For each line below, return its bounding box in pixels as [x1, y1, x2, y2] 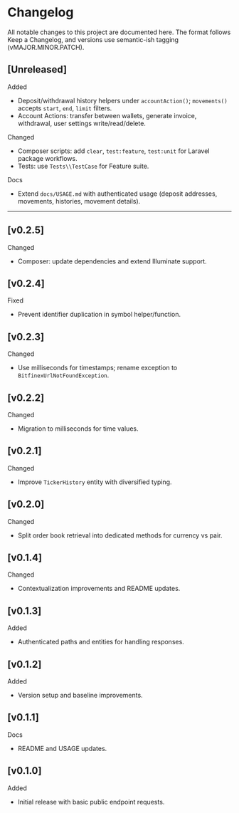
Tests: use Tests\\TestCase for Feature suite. [17, 162, 149, 170]
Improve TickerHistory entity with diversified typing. [17, 478, 172, 486]
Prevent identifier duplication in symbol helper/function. [17, 310, 181, 319]
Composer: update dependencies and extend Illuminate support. [17, 257, 208, 266]
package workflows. [17, 154, 78, 162]
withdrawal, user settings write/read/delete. [17, 119, 146, 127]
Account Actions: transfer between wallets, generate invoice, [17, 111, 197, 120]
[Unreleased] [7, 63, 68, 75]
